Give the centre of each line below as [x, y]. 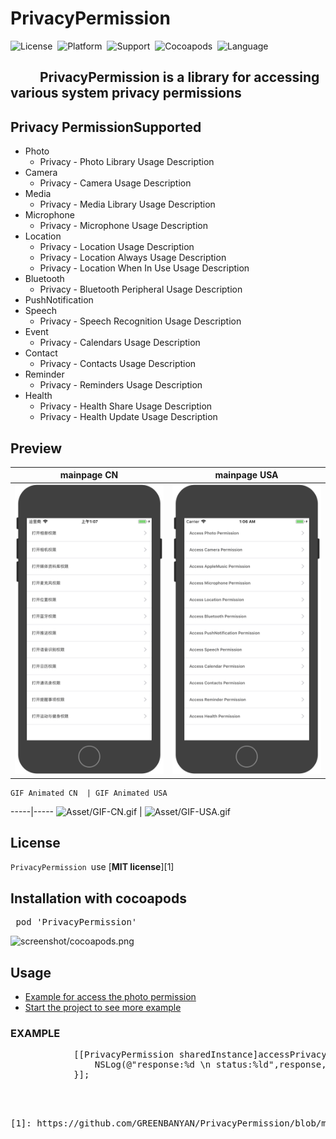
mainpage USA [246, 475]
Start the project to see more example [103, 1007]
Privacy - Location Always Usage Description [133, 258]
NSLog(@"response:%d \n [153, 1065]
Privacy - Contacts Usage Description [118, 364]
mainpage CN [89, 475]
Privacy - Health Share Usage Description [126, 406]
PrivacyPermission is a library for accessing [179, 77]
